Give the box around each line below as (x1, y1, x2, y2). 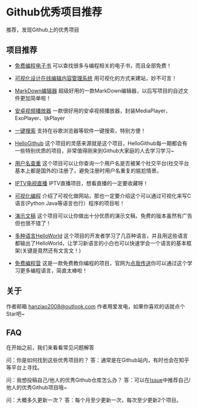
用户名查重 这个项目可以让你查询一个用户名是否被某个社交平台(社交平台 (14, 159, 189, 166)
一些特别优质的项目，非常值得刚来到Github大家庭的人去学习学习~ (14, 147, 174, 154)
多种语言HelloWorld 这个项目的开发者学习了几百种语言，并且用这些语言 (14, 232, 188, 239)
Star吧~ (6, 310, 25, 317)
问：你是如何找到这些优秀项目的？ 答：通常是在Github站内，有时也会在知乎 (6, 356, 190, 364)
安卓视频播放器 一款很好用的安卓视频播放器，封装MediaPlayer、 (14, 107, 171, 114)
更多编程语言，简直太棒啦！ (20, 267, 87, 274)
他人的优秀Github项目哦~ (6, 384, 67, 391)
